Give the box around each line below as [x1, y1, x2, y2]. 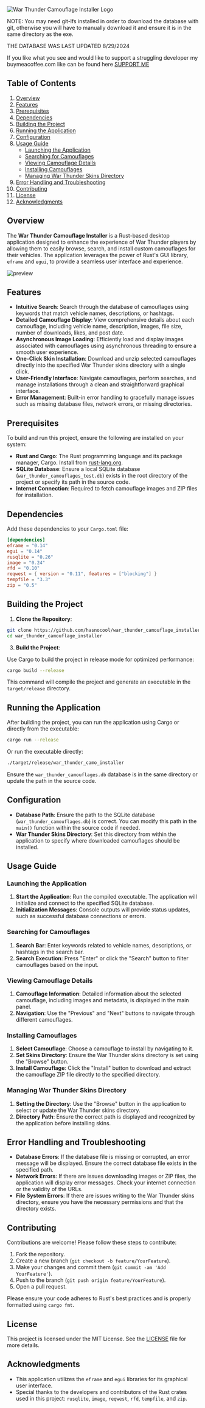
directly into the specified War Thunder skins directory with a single [15, 361, 186, 369]
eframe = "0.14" [7, 542, 48, 548]
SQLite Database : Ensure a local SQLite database [15, 465, 141, 473]
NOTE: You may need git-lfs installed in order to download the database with [7, 18, 199, 24]
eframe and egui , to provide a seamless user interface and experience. [7, 258, 183, 265]
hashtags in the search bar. [15, 948, 85, 955]
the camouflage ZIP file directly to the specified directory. [15, 1071, 161, 1078]
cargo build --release [7, 667, 64, 673]
